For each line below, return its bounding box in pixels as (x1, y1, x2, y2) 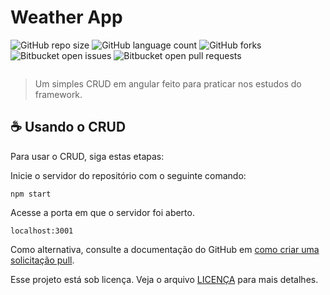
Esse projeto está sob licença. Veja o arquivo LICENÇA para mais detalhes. (10, 273, 319, 285)
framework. (34, 88, 83, 100)
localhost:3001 (10, 226, 74, 236)
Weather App (10, 6, 123, 29)
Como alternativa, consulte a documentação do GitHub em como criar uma (10, 243, 320, 255)
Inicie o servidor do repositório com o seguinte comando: (10, 169, 247, 181)
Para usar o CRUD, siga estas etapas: (10, 150, 165, 162)
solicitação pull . (10, 254, 75, 266)
